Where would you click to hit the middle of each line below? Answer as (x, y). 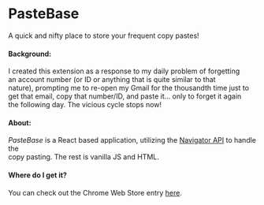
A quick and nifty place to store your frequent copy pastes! (104, 35)
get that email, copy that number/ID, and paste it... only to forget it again (125, 96)
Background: (30, 54)
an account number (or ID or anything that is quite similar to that (112, 80)
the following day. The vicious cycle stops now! (85, 105)
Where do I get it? (37, 175)
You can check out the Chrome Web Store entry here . (95, 192)
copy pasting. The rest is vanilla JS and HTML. (84, 157)
